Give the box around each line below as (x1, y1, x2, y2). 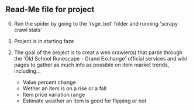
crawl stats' (13, 26, 42, 33)
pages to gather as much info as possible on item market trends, (13, 61, 170, 68)
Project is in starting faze (13, 37, 74, 44)
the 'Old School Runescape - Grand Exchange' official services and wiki (13, 55, 188, 62)
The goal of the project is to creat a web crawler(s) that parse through (13, 49, 182, 56)
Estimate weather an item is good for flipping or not (22, 97, 147, 104)
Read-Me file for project (5, 5, 95, 15)
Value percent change (22, 79, 77, 86)
